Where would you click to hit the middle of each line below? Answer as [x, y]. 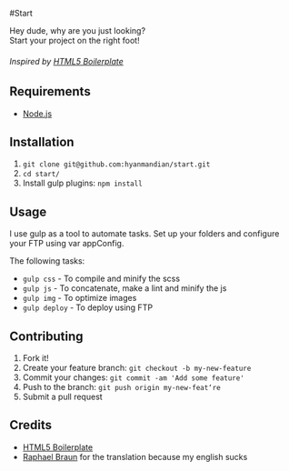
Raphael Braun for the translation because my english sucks [135, 456]
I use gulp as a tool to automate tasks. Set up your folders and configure [144, 234]
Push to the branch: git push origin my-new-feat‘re [121, 387]
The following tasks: [47, 261]
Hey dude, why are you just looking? [78, 30]
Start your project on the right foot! [75, 40]
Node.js [37, 114]
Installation [42, 142]
